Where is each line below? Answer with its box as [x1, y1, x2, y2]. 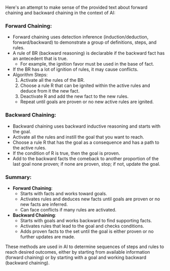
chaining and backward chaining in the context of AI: [5, 10, 116, 16]
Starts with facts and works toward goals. [20, 190, 108, 196]
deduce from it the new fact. [20, 88, 80, 94]
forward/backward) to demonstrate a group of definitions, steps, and [12, 39, 157, 45]
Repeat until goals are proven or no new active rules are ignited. [20, 99, 154, 105]
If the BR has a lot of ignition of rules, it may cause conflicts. [12, 66, 139, 73]
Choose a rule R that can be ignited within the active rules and [20, 82, 150, 88]
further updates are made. [20, 233, 75, 239]
